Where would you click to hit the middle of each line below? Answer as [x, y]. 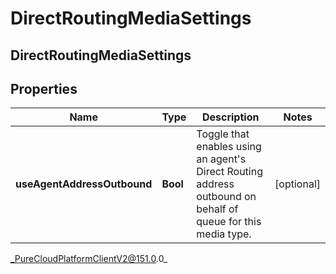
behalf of [217, 209]
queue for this [229, 222]
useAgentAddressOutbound [84, 184]
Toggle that [223, 134]
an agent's [221, 159]
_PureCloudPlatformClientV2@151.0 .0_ [89, 259]
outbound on [226, 197]
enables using [229, 147]
